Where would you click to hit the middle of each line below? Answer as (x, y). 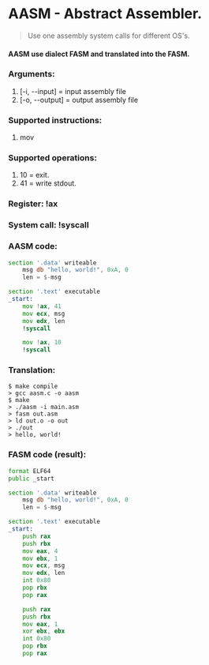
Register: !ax (33, 204)
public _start (32, 479)
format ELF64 (30, 471)
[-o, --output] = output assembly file (79, 100)
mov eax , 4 (40, 551)
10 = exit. (34, 175)
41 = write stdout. (48, 183)
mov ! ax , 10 (42, 343)
